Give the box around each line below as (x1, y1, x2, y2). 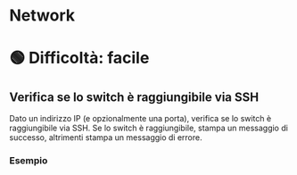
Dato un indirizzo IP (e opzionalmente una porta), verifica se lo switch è (9, 113, 272, 124)
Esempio (9, 154, 48, 167)
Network (9, 5, 76, 26)
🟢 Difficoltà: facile (9, 48, 150, 68)
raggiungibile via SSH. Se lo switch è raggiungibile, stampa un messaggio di (9, 122, 288, 134)
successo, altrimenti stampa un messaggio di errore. (9, 132, 202, 143)
